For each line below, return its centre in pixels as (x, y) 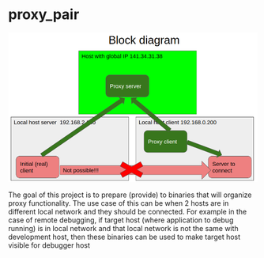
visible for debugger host (49, 245)
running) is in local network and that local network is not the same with (123, 229)
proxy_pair (44, 15)
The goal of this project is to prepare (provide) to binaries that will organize (130, 195)
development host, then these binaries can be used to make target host (124, 237)
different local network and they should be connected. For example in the (128, 212)
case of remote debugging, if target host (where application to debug (121, 220)
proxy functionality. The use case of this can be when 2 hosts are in (119, 203)
